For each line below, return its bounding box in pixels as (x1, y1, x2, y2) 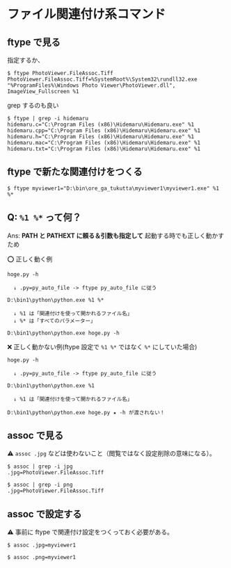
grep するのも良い (7, 102, 59, 109)
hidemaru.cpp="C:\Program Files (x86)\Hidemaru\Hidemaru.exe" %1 (7, 127, 200, 134)
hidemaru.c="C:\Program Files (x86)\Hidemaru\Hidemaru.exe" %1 (7, 121, 195, 128)
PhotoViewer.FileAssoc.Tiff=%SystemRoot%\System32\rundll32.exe (7, 76, 198, 83)
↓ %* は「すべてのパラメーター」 (13, 317, 96, 324)
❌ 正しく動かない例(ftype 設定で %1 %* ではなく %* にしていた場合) (7, 342, 198, 351)
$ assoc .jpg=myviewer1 (7, 542, 77, 549)
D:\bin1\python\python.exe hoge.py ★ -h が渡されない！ (7, 409, 166, 416)
